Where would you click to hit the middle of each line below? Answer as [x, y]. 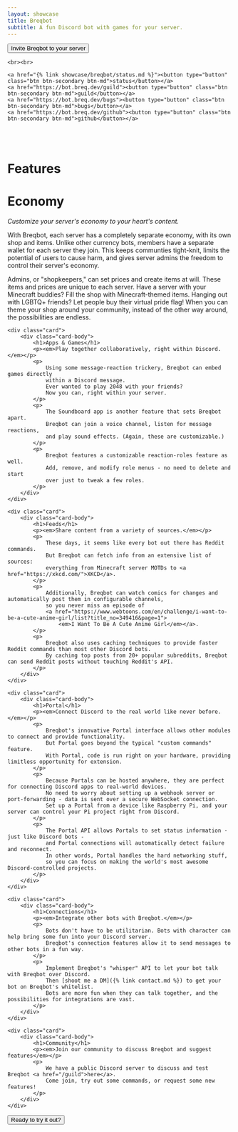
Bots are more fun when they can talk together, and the [132, 993]
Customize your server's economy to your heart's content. [93, 221]
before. [210, 712]
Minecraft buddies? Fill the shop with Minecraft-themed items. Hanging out [118, 294]
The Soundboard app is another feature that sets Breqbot [133, 412]
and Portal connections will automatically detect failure [135, 843]
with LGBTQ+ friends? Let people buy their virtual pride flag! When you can [118, 302]
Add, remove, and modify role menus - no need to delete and [138, 468]
